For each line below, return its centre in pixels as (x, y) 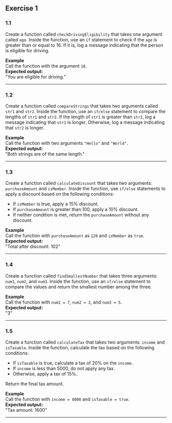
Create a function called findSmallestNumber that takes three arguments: (81, 276)
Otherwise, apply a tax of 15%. (45, 374)
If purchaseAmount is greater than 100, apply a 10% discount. (76, 209)
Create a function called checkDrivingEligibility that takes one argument (84, 34)
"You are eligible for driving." (36, 77)
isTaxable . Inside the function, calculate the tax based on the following (80, 347)
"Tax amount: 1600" (26, 410)
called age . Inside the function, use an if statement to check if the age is (81, 39)
